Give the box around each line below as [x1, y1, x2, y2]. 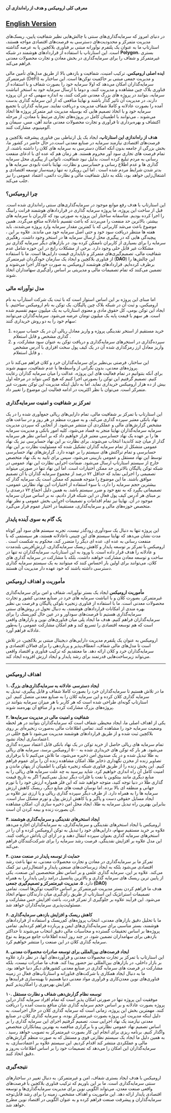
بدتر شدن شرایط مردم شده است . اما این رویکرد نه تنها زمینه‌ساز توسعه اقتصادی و [6, 166, 162, 173]
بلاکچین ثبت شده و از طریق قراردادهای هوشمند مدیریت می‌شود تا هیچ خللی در [6, 730, 154, 736]
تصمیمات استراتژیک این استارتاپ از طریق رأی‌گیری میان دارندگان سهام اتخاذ [6, 891, 150, 897]
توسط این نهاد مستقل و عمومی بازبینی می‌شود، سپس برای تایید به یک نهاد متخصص [6, 454, 162, 460]
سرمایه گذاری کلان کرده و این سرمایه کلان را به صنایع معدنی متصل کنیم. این [6, 693, 150, 699]
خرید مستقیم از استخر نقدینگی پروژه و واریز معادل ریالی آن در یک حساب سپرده [13, 328, 164, 334]
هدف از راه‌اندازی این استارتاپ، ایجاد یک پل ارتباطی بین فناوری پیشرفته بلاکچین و [6, 134, 158, 140]
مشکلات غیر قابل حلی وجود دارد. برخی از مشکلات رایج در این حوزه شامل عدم [6, 245, 154, 251]
